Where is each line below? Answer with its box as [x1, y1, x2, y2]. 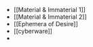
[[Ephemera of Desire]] [13, 20, 78, 28]
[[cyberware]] [13, 27, 53, 35]
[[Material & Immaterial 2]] [13, 13, 87, 21]
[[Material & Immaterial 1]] [13, 6, 86, 13]
